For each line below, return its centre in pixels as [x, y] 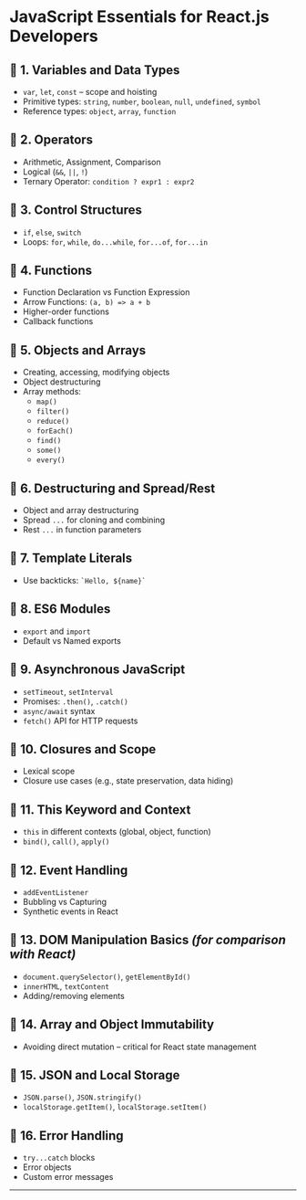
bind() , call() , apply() [66, 841]
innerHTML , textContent [66, 986]
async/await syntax [59, 711]
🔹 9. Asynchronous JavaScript [97, 670]
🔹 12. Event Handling [69, 870]
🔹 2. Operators [51, 140]
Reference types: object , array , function [99, 111]
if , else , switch [52, 232]
